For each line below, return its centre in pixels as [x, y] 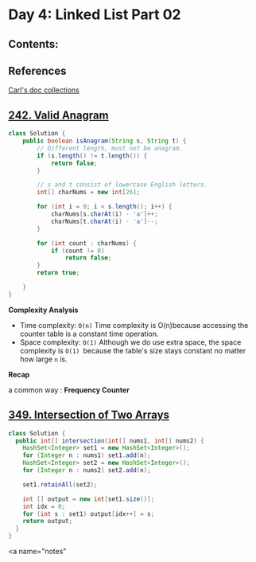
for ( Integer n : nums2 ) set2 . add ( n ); [87, 470]
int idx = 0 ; [44, 506]
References [37, 70]
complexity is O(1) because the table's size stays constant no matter [133, 350]
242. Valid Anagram [58, 115]
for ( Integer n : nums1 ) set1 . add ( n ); [87, 455]
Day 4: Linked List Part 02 [95, 15]
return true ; [58, 273]
